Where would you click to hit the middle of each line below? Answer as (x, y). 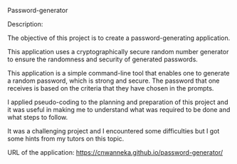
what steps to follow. (38, 117)
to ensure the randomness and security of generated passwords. (102, 59)
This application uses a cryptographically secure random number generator (118, 52)
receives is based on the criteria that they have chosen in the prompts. (111, 88)
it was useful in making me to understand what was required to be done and (119, 109)
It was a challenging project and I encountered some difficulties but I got (114, 131)
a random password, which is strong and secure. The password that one (114, 81)
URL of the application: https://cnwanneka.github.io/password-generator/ (115, 152)
